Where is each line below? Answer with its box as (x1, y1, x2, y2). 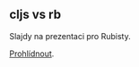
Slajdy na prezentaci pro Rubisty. (9, 30, 132, 41)
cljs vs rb (9, 7, 61, 22)
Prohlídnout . (9, 48, 55, 59)
